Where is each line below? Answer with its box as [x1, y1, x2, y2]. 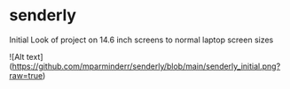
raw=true [9, 70, 43, 80]
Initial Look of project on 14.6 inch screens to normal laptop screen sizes [9, 34, 274, 45]
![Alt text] [9, 51, 43, 62]
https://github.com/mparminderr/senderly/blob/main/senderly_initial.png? [12, 61, 281, 71]
